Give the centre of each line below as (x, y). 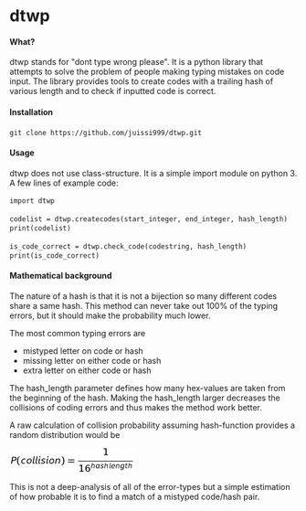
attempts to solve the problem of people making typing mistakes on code (147, 72)
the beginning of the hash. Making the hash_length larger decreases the (145, 398)
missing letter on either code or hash (92, 361)
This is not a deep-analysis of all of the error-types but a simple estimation (150, 487)
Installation (31, 112)
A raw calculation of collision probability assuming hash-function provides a (152, 425)
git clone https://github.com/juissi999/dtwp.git (106, 133)
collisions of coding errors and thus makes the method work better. (136, 407)
